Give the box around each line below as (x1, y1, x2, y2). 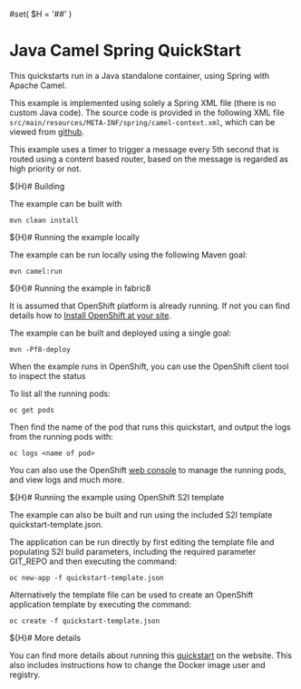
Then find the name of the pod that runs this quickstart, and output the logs (9, 422, 292, 432)
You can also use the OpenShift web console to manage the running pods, (9, 464, 287, 475)
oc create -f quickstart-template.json (9, 616, 160, 626)
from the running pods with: (9, 431, 113, 442)
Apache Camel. (9, 80, 67, 91)
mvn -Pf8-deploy (9, 344, 71, 354)
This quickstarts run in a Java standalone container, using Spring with (9, 70, 270, 81)
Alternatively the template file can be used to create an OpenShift (9, 589, 254, 600)
